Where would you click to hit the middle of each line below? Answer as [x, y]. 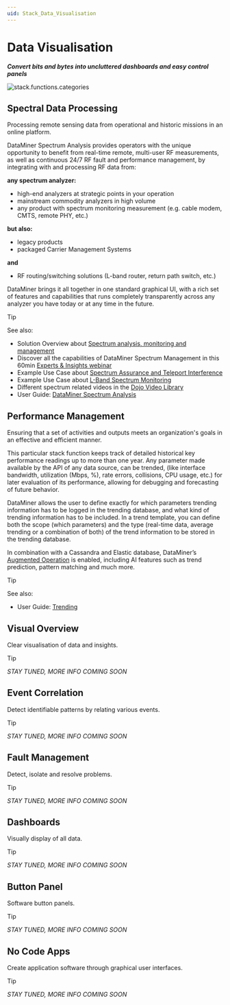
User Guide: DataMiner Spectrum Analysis [77, 395]
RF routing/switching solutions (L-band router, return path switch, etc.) [116, 276]
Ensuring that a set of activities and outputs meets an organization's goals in [115, 433]
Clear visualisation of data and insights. [63, 645]
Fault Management [48, 758]
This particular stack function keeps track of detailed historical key [101, 454]
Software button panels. [41, 903]
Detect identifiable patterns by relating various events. [84, 709]
